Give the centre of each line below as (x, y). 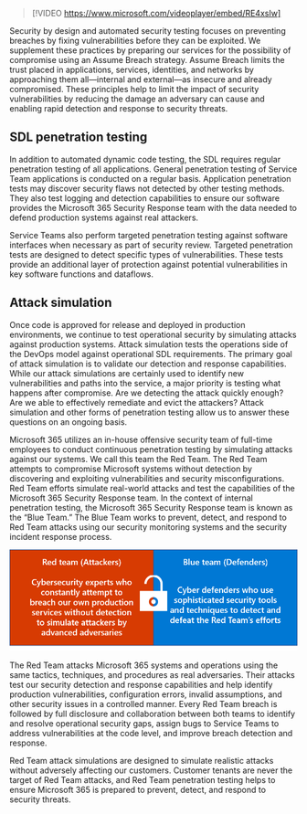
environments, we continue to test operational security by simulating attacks (153, 334)
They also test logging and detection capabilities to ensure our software (145, 198)
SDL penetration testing (79, 137)
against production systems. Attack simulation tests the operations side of (149, 344)
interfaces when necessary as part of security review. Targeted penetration (152, 245)
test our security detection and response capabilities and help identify (141, 684)
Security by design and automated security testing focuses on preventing (148, 31)
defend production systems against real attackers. (104, 217)
